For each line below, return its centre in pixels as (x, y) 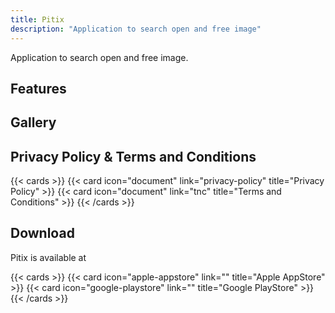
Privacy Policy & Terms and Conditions (133, 156)
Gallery (33, 122)
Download (42, 233)
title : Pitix (37, 19)
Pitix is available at (48, 257)
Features (38, 88)
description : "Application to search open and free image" (136, 29)
